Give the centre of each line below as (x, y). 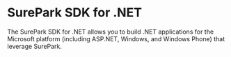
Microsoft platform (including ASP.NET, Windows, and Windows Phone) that (116, 38)
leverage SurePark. (35, 46)
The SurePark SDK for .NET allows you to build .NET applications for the (111, 32)
